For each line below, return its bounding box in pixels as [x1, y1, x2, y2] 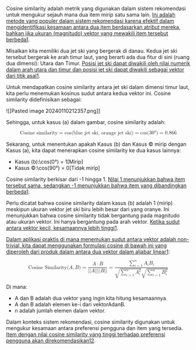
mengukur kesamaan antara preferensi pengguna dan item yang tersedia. [6, 324, 183, 331]
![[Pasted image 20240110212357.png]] [6, 108, 101, 114]
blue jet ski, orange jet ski [73, 130, 132, 136]
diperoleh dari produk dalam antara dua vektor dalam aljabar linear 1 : [6, 248, 170, 255]
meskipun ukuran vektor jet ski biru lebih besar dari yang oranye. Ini [6, 206, 170, 212]
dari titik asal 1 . [6, 73, 40, 79]
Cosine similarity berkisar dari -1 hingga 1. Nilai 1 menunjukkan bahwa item [6, 176, 185, 183]
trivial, [6, 242, 21, 249]
